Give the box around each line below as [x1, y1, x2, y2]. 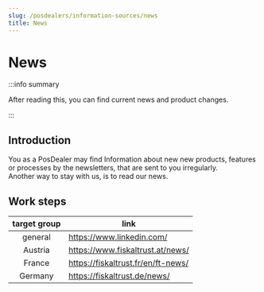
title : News [8, 19, 48, 27]
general [22, 232, 52, 243]
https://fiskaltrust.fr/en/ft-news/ [68, 258, 189, 269]
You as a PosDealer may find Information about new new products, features [8, 154, 256, 164]
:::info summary [8, 80, 60, 89]
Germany [19, 271, 54, 282]
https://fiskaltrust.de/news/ [68, 271, 170, 282]
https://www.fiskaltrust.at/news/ [68, 244, 189, 255]
